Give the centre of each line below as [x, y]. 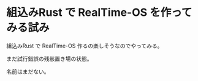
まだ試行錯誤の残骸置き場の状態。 [49, 58]
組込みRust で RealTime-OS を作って [99, 12]
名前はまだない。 [28, 71]
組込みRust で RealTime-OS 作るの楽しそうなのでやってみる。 [85, 46]
